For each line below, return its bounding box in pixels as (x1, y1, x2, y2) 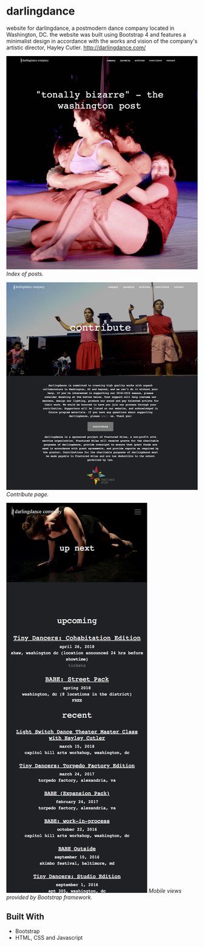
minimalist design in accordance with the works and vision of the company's (6, 37, 198, 44)
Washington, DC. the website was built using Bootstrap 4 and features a (6, 30, 186, 38)
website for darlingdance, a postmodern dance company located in (6, 24, 175, 32)
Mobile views (148, 887, 182, 895)
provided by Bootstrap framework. (6, 894, 93, 901)
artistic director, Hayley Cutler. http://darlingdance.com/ (6, 44, 146, 51)
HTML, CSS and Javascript (15, 934, 83, 942)
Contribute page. (6, 491, 49, 498)
